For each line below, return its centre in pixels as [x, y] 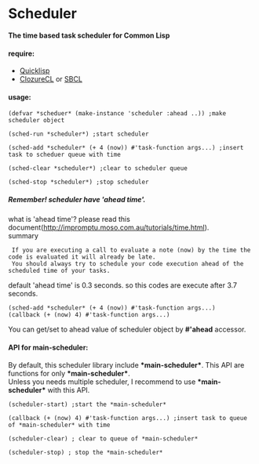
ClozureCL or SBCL [51, 79]
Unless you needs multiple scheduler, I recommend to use [102, 382]
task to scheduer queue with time [65, 155]
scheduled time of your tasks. [59, 271]
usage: [20, 97]
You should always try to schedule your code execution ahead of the [128, 264]
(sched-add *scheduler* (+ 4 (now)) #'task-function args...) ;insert [126, 148]
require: [22, 53]
